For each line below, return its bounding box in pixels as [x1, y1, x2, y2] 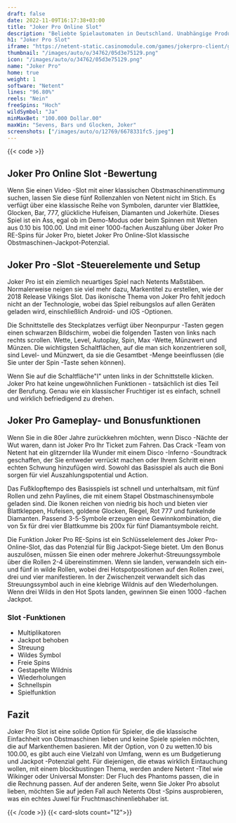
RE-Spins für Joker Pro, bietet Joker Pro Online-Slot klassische [7, 231, 190, 240]
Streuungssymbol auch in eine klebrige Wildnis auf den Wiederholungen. [7, 580, 219, 588]
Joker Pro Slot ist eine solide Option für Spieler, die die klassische [7, 727, 197, 735]
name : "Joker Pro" [7, 63, 61, 70]
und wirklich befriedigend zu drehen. [7, 394, 114, 403]
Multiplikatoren [17, 628, 61, 637]
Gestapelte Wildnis [17, 666, 72, 675]
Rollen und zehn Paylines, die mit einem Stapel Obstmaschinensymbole [7, 491, 214, 500]
